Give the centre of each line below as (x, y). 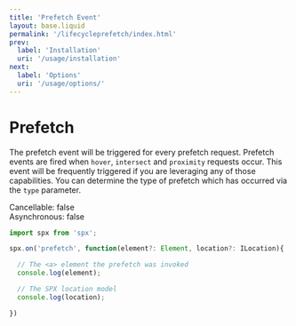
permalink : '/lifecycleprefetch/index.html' (93, 34)
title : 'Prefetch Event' (55, 17)
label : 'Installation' (59, 51)
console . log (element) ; (59, 273)
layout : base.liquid (48, 26)
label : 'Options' (49, 76)
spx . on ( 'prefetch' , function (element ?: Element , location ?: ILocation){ (147, 249)
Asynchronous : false (47, 216)
